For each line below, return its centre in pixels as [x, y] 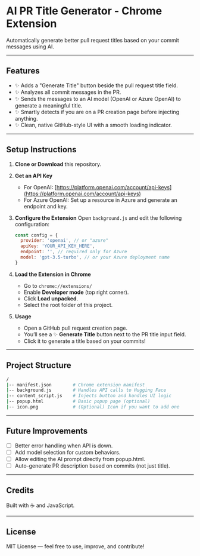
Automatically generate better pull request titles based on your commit [93, 40]
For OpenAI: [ [40, 187]
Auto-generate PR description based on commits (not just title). [93, 466]
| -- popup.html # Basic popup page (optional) [78, 401]
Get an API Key [34, 176]
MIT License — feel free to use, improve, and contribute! [75, 546]
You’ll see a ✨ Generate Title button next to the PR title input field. [105, 334]
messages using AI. [30, 47]
